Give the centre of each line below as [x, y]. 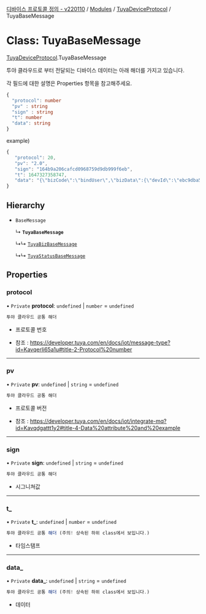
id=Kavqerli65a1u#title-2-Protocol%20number [74, 349]
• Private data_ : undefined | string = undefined [67, 581]
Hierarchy [26, 205]
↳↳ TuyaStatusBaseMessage [50, 256]
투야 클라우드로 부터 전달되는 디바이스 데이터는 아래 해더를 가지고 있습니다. [96, 70]
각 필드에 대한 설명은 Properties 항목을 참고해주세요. [69, 83]
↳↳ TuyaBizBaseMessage [46, 244]
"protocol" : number [37, 100]
